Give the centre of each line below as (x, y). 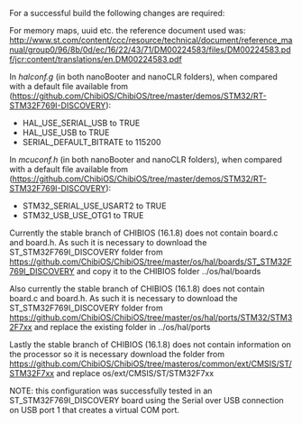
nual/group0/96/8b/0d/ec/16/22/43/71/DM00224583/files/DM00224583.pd (150, 50)
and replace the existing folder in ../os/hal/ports (122, 327)
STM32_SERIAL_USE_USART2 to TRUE (94, 206)
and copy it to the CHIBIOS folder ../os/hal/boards (169, 271)
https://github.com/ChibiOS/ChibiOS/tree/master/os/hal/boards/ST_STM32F (151, 262)
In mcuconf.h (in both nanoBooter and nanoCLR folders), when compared (146, 160)
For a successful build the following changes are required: (117, 13)
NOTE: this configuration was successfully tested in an (111, 391)
